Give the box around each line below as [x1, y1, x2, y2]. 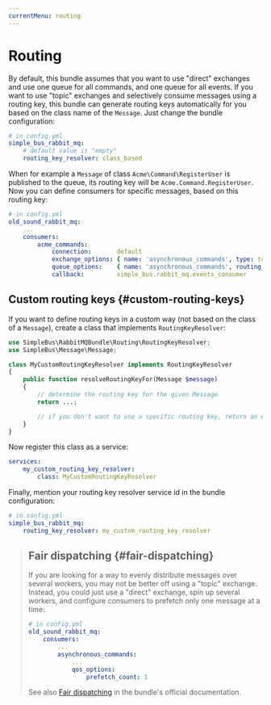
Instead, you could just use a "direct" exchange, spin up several [27, 587, 240, 598]
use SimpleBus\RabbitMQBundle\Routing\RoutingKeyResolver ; [8, 338, 211, 346]
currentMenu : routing [8, 11, 81, 20]
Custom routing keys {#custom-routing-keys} [8, 292, 245, 307]
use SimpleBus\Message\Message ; [8, 346, 117, 354]
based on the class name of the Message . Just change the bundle [8, 107, 223, 117]
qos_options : [71, 665, 115, 674]
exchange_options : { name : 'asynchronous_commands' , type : [51, 255, 254, 263]
